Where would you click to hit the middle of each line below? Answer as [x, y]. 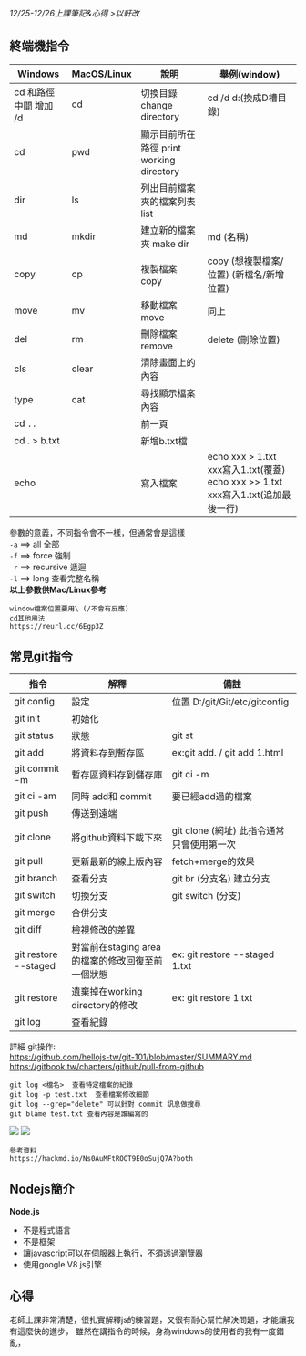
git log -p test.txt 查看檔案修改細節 [80, 1095]
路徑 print [161, 148]
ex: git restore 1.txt [212, 998]
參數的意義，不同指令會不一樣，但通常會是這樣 [97, 532]
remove [157, 346]
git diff [28, 930]
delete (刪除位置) [244, 339]
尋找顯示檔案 [168, 393]
